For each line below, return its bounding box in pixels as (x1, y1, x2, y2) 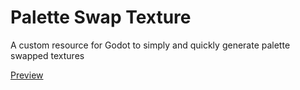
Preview (10, 69, 44, 81)
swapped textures (10, 49, 85, 61)
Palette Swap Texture (10, 6, 192, 29)
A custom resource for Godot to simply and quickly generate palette (10, 39, 291, 51)
